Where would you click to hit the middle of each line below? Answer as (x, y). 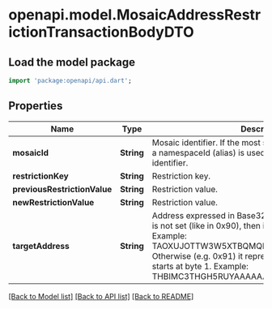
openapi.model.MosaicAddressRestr (135, 15)
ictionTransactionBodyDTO (101, 32)
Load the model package (72, 62)
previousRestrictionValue (62, 189)
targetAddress (41, 246)
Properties (36, 106)
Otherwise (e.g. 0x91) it (197, 255)
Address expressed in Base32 (209, 215)
